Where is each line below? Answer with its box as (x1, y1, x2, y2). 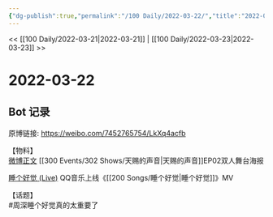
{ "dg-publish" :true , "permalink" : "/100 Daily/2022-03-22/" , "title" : (8, 11, 242, 20)
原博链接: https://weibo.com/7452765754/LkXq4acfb (8, 128, 186, 138)
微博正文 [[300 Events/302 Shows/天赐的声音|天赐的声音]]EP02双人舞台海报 (8, 155, 264, 165)
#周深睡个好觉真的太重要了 (8, 200, 99, 210)
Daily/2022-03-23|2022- (170, 34, 254, 44)
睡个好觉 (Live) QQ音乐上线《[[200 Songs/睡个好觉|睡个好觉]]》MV (8, 172, 234, 182)
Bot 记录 (8, 105, 50, 119)
